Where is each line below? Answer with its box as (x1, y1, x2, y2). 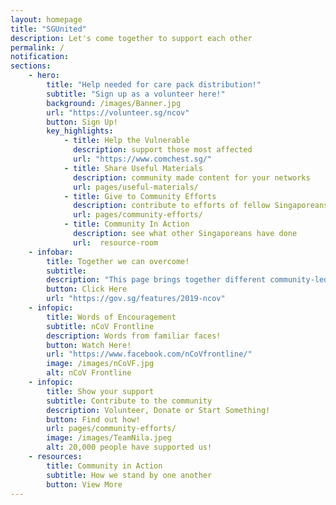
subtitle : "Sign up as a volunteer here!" (46, 89, 226, 99)
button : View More (46, 479, 123, 490)
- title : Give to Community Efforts (63, 191, 217, 201)
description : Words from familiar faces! (46, 331, 222, 341)
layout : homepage (10, 14, 83, 25)
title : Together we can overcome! (46, 256, 190, 266)
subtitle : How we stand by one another (46, 470, 213, 480)
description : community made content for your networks (73, 172, 311, 183)
